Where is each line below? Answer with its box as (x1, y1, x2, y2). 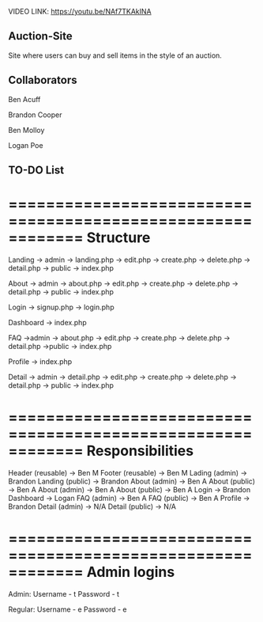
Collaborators (8, 74, 77, 87)
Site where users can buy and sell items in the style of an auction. (8, 51, 223, 60)
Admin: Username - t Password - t (8, 589, 120, 598)
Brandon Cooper (8, 110, 62, 119)
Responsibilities (86, 442, 194, 460)
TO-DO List (8, 164, 65, 177)
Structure (86, 229, 151, 247)
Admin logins (86, 563, 175, 581)
